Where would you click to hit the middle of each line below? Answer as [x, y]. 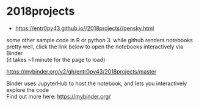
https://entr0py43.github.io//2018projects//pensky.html [85, 28]
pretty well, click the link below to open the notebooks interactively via [95, 47]
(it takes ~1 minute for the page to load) [56, 59]
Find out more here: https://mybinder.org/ [59, 96]
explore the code [28, 89]
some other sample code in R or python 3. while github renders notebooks [100, 40]
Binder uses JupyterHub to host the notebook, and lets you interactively [97, 83]
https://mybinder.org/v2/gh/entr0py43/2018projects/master [81, 71]
